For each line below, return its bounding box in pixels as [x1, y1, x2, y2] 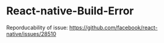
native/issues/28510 [6, 30, 56, 37]
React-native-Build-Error [6, 4, 134, 18]
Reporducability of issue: [6, 24, 68, 31]
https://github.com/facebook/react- [69, 24, 158, 31]
